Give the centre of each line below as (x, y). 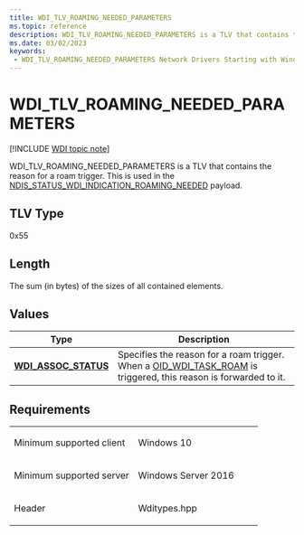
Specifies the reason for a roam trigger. (201, 355)
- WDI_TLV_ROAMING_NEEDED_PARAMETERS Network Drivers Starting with (145, 60)
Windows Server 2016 (186, 475)
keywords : (28, 52)
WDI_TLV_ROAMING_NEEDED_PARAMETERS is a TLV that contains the (141, 166)
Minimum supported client (70, 443)
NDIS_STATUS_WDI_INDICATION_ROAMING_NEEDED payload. (126, 185)
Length (30, 264)
